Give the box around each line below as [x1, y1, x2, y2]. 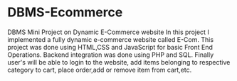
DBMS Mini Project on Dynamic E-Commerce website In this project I [7, 28, 210, 36]
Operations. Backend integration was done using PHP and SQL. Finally [7, 50, 214, 59]
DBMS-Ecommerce [7, 4, 123, 21]
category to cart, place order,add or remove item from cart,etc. [7, 65, 192, 74]
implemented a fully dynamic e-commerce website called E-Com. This [7, 35, 214, 43]
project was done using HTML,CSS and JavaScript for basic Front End [7, 43, 214, 51]
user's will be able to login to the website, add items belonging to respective [7, 58, 231, 66]
